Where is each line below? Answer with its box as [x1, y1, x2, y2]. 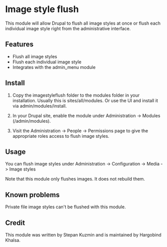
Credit [5, 218, 25, 227]
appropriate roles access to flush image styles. [12, 133, 109, 139]
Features [5, 40, 34, 49]
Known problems [5, 190, 60, 199]
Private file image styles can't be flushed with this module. [5, 204, 126, 210]
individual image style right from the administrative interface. [5, 25, 131, 31]
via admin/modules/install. [12, 103, 67, 109]
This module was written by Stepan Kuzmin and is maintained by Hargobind [5, 232, 161, 237]
